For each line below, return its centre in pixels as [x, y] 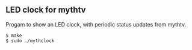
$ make [14, 36]
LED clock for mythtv [46, 10]
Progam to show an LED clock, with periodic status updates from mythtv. [96, 24]
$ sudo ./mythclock [30, 41]
